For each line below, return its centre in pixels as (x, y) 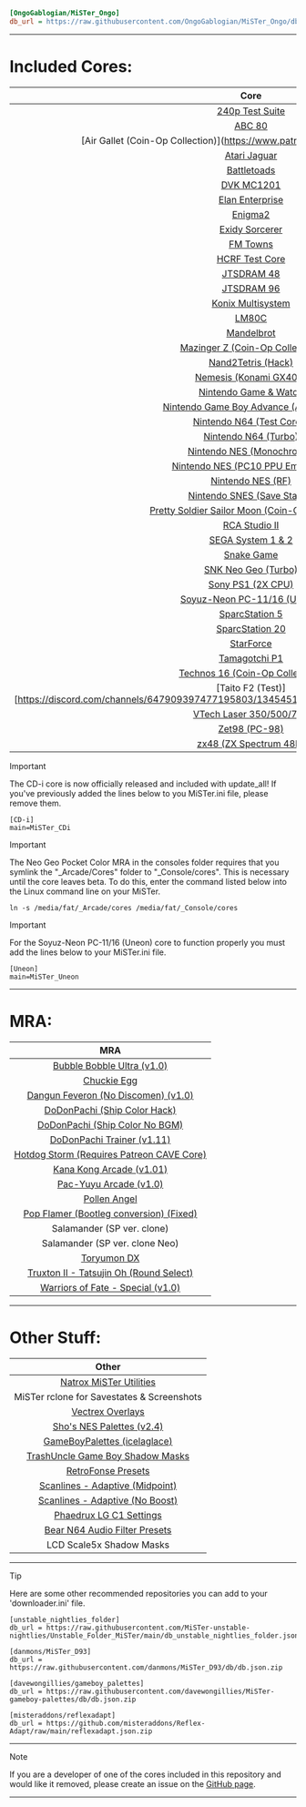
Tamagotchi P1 (251, 658)
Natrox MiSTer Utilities (108, 1382)
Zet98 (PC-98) (251, 728)
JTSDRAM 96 (251, 289)
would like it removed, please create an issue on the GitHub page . (133, 1783)
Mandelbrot (251, 332)
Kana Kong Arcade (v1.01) (111, 1169)
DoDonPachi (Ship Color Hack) (110, 1110)
